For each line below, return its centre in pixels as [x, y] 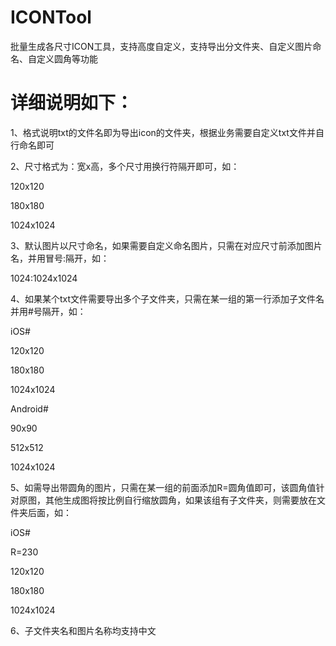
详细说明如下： [72, 103]
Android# [29, 408]
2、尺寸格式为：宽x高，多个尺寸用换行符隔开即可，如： [125, 166]
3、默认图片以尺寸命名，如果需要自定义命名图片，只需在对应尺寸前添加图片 [166, 245]
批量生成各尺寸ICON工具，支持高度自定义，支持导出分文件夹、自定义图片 [161, 46]
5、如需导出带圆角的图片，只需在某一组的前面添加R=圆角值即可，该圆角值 [163, 487]
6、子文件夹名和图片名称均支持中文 [83, 630]
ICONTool [51, 17]
